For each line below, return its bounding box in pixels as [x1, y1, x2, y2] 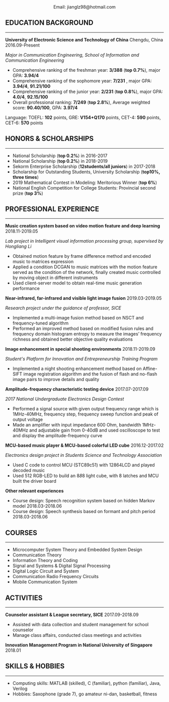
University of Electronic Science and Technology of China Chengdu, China [5, 36, 163, 42]
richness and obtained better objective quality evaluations [12, 336, 133, 342]
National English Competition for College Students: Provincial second [12, 184, 156, 191]
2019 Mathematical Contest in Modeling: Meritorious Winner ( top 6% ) [12, 179, 157, 185]
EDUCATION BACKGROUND [5, 19, 94, 27]
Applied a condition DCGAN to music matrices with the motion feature [12, 264, 157, 270]
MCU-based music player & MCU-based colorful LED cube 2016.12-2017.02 [5, 442, 164, 448]
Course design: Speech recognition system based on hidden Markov [12, 498, 155, 504]
